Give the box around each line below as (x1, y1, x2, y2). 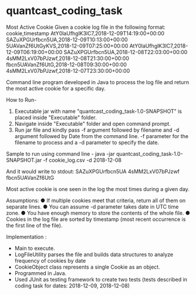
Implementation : (6, 233, 47, 240)
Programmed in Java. (14, 269, 67, 277)
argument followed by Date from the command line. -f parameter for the (14, 132, 189, 139)
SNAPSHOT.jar (6, 156, 42, 163)
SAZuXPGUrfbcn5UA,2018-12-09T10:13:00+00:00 (6, 36, 128, 43)
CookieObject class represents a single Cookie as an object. (14, 263, 160, 270)
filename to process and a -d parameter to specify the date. (14, 139, 160, 146)
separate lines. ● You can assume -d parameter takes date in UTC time (6, 203, 179, 210)
